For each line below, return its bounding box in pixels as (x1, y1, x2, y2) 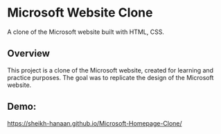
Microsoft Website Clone (7, 5, 153, 21)
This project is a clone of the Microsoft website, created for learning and (7, 66, 213, 74)
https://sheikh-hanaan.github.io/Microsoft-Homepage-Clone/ (7, 119, 182, 127)
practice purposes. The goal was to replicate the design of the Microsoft (7, 73, 214, 82)
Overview (7, 48, 51, 59)
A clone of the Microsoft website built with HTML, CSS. (7, 28, 165, 36)
